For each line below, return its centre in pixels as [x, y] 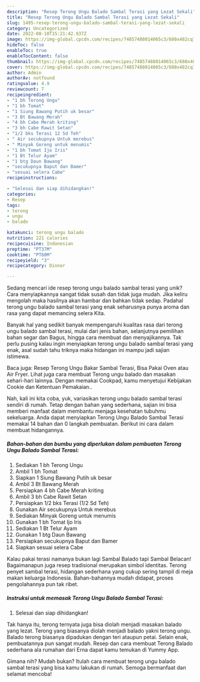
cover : [15, 67]
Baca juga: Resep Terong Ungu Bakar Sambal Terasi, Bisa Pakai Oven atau [98, 368]
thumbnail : [20, 61]
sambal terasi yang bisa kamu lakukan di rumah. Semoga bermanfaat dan [96, 668]
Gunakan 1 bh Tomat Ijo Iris [48, 522]
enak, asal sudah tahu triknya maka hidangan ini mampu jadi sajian [88, 350]
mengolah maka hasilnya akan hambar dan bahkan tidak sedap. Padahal [95, 301]
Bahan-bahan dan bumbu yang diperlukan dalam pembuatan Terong [94, 444]
